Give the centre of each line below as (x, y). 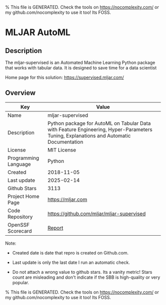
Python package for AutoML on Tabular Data (99, 123)
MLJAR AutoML (38, 32)
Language (19, 164)
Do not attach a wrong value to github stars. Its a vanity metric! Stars (82, 272)
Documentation (65, 142)
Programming (23, 158)
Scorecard (20, 231)
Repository (20, 216)
